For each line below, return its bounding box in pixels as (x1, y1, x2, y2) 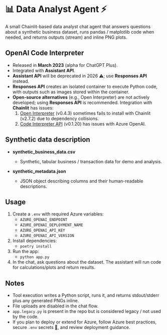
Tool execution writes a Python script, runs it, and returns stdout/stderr (12, 292, 159, 298)
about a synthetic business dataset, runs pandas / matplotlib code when (5, 29, 154, 35)
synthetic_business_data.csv (12, 149, 76, 155)
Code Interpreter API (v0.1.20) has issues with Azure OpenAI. (20, 121, 146, 127)
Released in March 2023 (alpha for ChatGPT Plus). (12, 62, 118, 68)
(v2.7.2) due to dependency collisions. (20, 116, 99, 122)
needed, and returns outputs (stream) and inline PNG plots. (5, 34, 127, 40)
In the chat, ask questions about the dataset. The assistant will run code (12, 259, 161, 265)
